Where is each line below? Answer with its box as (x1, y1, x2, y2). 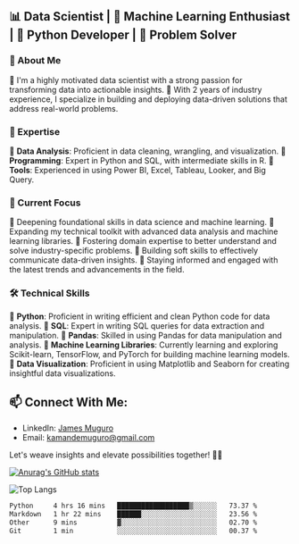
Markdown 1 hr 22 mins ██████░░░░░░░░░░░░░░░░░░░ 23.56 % (9, 510, 257, 519)
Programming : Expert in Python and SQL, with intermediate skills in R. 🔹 (9, 155, 275, 165)
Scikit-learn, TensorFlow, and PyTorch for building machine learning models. (9, 348, 290, 359)
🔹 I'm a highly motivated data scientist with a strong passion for (9, 74, 243, 85)
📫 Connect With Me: (9, 394, 129, 410)
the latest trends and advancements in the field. (9, 264, 185, 275)
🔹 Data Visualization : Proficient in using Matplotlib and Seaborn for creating (9, 358, 290, 369)
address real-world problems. (9, 103, 119, 113)
